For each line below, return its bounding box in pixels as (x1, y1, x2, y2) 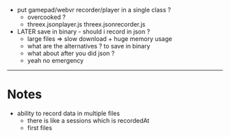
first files (27, 123, 53, 132)
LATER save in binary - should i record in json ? (16, 27, 151, 35)
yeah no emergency (27, 57, 84, 64)
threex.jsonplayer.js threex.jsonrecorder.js (27, 20, 146, 28)
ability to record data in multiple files (16, 109, 120, 117)
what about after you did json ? (27, 49, 115, 57)
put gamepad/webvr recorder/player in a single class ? (16, 6, 171, 14)
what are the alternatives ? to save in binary (27, 42, 151, 50)
